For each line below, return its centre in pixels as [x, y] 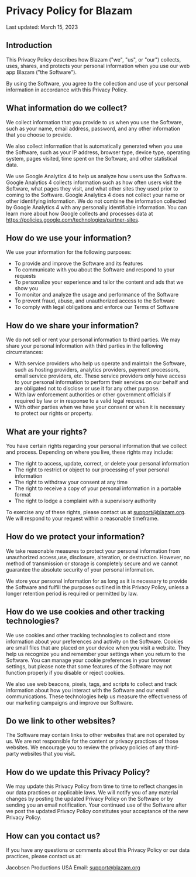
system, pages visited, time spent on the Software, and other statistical [92, 158]
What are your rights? [47, 432]
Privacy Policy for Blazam [69, 11]
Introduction [29, 45]
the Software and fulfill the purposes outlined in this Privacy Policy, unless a [97, 587]
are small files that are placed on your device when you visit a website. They [98, 647]
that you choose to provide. [39, 135]
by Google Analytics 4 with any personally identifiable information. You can [97, 207]
